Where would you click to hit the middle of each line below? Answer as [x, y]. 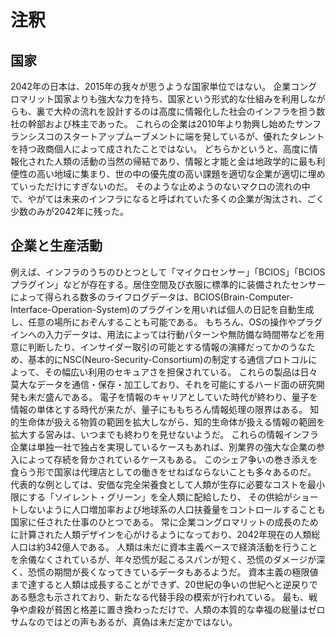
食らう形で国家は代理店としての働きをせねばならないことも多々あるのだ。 [163, 472]
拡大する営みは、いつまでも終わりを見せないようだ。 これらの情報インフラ [164, 434]
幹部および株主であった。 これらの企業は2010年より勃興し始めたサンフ [174, 124]
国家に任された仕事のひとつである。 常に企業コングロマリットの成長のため [164, 522]
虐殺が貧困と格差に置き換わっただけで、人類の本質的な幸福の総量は [167, 609]
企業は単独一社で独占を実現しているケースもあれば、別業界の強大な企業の [163, 447]
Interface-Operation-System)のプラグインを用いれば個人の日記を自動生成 [162, 309]
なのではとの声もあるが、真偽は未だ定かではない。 [132, 622]
